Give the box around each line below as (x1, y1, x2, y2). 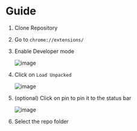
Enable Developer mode (14, 47, 75, 55)
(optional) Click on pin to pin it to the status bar (14, 94, 132, 101)
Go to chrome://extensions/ (14, 36, 84, 43)
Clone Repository (14, 24, 58, 31)
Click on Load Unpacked (14, 71, 72, 78)
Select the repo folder (14, 118, 69, 125)
